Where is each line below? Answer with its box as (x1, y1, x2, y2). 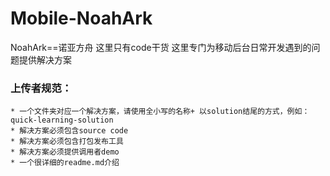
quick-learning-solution (10, 115, 114, 126)
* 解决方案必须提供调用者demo (10, 147, 120, 157)
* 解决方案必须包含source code (10, 126, 129, 136)
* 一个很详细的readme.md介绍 (10, 158, 120, 168)
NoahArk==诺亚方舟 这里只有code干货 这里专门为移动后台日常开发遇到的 (10, 41, 312, 53)
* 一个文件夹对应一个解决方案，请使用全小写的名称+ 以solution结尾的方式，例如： (10, 107, 310, 117)
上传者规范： (10, 81, 73, 95)
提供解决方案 (18, 53, 72, 66)
